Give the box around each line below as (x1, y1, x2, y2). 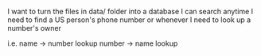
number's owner (7, 24, 61, 32)
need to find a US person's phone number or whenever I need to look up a (7, 15, 251, 24)
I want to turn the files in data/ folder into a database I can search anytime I (7, 7, 254, 16)
